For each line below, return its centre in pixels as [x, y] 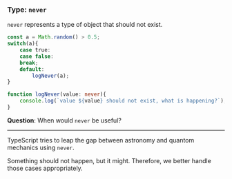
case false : [37, 56]
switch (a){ [23, 44]
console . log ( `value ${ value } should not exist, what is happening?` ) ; [123, 101]
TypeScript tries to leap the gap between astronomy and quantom [101, 140]
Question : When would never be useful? [65, 120]
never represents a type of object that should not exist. [85, 25]
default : [32, 69]
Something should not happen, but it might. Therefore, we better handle [109, 160]
